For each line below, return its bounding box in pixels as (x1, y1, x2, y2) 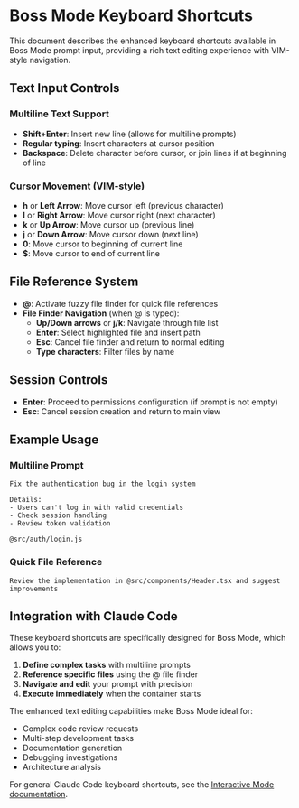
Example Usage (9, 432, 99, 447)
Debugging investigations (22, 752, 118, 763)
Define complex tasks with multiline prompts (22, 660, 192, 671)
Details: (9, 496, 42, 505)
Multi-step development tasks (22, 733, 134, 744)
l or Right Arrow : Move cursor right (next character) (22, 209, 217, 220)
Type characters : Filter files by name (35, 346, 174, 357)
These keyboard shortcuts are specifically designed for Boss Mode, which (9, 633, 286, 644)
